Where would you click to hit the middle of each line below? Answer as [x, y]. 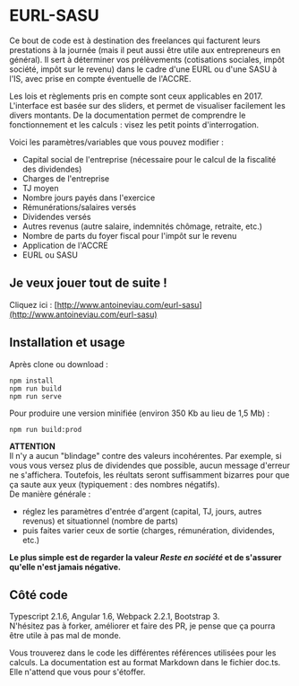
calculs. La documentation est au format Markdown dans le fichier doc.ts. [145, 663]
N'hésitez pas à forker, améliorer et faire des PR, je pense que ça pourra [142, 626]
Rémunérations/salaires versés [79, 207]
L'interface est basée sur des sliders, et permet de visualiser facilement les [148, 105]
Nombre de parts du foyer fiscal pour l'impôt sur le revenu [129, 235]
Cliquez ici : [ [34, 304]
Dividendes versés [56, 216]
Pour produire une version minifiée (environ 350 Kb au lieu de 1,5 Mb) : [140, 413]
